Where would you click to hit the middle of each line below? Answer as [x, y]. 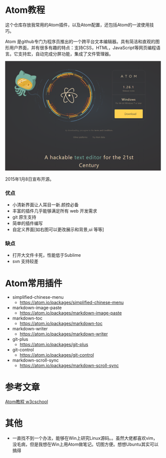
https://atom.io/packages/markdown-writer [64, 334]
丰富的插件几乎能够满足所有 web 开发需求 [55, 211]
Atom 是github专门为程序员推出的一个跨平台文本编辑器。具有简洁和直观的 [80, 41]
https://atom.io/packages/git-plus [54, 345]
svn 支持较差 [25, 261]
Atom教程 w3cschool [27, 402]
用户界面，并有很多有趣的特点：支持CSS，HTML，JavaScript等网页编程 [83, 47]
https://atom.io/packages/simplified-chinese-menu [72, 303]
